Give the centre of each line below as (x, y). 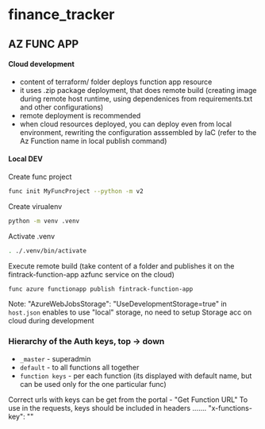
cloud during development (51, 321)
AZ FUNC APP (44, 44)
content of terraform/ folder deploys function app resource (116, 82)
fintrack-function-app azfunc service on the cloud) (91, 274)
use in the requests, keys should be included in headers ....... (108, 408)
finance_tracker (61, 15)
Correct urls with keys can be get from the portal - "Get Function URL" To (128, 400)
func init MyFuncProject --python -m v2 (76, 191)
